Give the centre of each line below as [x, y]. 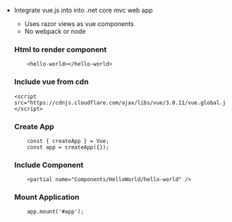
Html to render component [60, 49]
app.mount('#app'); [56, 212]
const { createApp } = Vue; [68, 141]
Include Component [49, 165]
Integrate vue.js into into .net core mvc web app [83, 10]
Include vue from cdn [51, 82]
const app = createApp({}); [68, 147]
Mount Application [47, 197]
